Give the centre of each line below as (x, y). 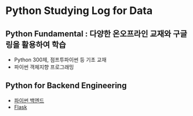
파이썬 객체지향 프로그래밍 (44, 67)
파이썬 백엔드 (29, 100)
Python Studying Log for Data (79, 11)
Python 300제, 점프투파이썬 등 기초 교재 (60, 60)
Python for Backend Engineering (66, 86)
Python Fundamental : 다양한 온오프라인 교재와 (88, 34)
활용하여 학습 (44, 45)
